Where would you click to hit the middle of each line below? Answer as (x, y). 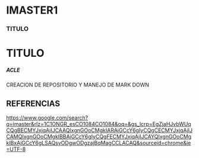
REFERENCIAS (33, 103)
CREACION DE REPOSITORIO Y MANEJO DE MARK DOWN (78, 85)
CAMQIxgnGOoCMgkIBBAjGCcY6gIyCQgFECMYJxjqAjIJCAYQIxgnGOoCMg (99, 137)
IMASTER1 (32, 10)
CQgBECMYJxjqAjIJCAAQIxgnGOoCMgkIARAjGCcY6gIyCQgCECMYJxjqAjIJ (99, 130)
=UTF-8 (16, 149)
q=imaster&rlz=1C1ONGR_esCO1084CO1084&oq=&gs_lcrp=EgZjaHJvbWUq (99, 124)
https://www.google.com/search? (47, 118)
